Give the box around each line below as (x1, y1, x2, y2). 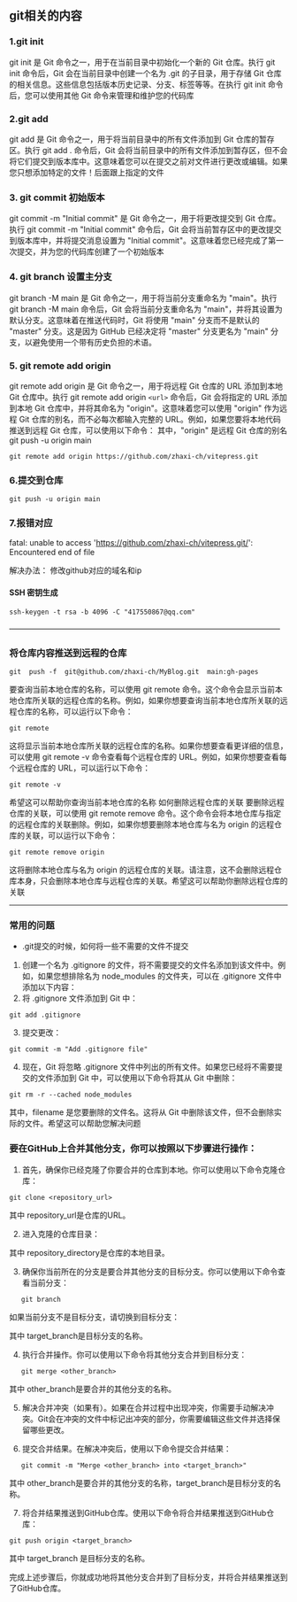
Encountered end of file (9, 547, 95, 558)
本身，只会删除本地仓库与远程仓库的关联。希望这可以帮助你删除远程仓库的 (16, 875, 288, 886)
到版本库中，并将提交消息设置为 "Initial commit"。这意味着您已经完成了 (9, 236, 269, 246)
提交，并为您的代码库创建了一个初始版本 (16, 246, 164, 257)
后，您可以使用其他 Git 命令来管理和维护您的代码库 (9, 89, 194, 100)
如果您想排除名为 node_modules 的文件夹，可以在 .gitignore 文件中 (37, 971, 282, 981)
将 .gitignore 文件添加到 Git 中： (21, 993, 139, 1003)
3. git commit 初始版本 (9, 191, 105, 204)
